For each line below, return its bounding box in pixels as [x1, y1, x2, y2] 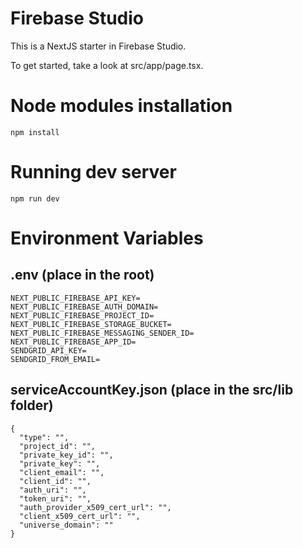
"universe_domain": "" [19, 520, 114, 530]
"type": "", [19, 432, 70, 442]
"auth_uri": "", [19, 485, 87, 495]
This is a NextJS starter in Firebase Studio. [10, 40, 187, 52]
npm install [10, 127, 60, 137]
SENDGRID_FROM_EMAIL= [10, 354, 101, 364]
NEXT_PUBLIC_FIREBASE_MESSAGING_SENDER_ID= [10, 328, 195, 338]
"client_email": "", [19, 467, 105, 477]
